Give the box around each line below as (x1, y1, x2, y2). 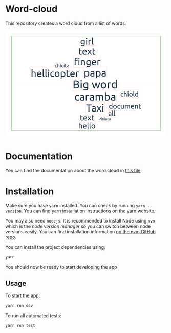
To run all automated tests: (5, 312, 61, 319)
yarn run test (5, 323, 36, 328)
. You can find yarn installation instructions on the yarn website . (21, 208, 156, 214)
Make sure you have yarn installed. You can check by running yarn (5, 202, 145, 209)
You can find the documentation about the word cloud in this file (5, 168, 141, 174)
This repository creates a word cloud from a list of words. (5, 20, 126, 26)
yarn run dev (5, 303, 33, 308)
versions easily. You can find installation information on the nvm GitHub (5, 229, 156, 235)
